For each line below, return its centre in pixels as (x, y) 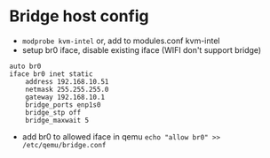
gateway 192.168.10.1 (65, 97)
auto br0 (25, 66)
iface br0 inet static (51, 74)
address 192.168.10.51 (67, 81)
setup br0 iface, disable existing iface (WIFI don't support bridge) (142, 49)
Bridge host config (79, 16)
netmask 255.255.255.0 (67, 89)
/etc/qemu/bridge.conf (64, 145)
